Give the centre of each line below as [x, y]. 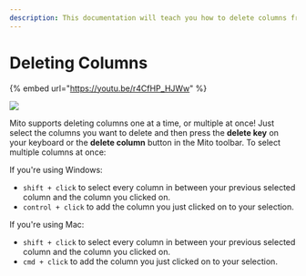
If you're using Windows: [56, 169]
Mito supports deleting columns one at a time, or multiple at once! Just [142, 123]
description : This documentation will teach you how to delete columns [148, 18]
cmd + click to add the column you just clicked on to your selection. [150, 261]
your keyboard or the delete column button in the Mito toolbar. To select [145, 142]
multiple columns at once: [58, 152]
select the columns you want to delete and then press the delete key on [144, 132]
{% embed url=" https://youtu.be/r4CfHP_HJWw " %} [108, 88]
